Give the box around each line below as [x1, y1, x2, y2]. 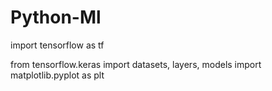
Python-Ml [10, 6, 102, 29]
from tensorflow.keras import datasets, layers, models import [10, 58, 262, 70]
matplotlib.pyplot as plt [10, 69, 105, 81]
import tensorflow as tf [10, 39, 105, 51]
